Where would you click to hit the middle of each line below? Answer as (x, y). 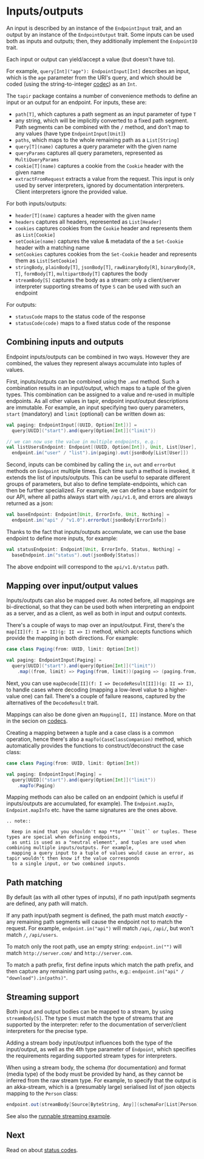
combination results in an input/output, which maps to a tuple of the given (99, 388)
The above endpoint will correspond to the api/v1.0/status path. (88, 567)
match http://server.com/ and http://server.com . (69, 953)
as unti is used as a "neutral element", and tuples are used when (99, 842)
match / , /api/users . (32, 935)
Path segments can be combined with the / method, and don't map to (102, 127)
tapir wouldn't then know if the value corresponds (73, 859)
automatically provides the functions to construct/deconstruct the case (95, 745)
